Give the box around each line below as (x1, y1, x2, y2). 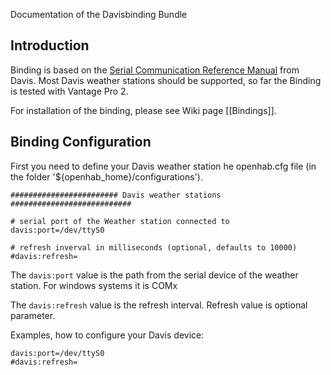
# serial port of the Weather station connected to (10, 216, 230, 226)
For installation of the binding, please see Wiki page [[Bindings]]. (10, 104, 277, 116)
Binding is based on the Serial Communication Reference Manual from (10, 64, 300, 76)
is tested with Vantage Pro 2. (10, 85, 129, 97)
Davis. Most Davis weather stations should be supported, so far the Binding (10, 74, 322, 86)
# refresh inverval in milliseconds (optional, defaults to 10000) (10, 242, 298, 253)
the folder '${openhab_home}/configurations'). (10, 170, 203, 183)
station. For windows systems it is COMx (10, 279, 178, 291)
